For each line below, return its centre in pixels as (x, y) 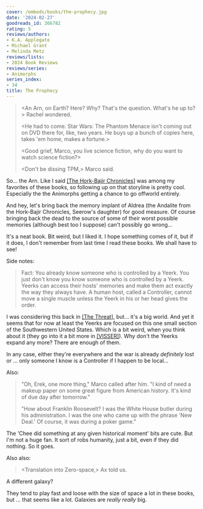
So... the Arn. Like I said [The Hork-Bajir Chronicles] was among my (91, 181)
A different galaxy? (30, 481)
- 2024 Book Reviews (32, 62)
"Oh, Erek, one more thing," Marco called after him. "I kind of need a (106, 384)
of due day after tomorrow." (55, 397)
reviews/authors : (28, 35)
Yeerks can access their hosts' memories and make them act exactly (107, 285)
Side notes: (20, 261)
